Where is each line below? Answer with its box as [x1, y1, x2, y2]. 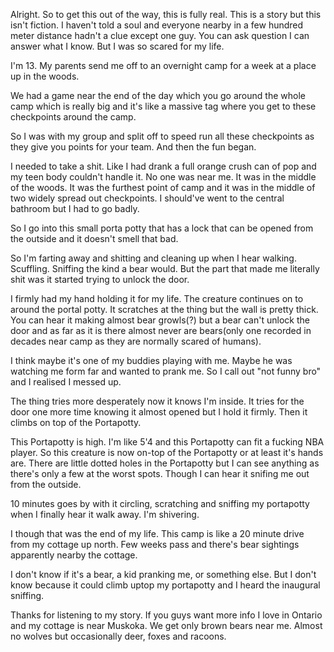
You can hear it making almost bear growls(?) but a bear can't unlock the [10, 314, 310, 326]
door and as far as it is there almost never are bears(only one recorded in [10, 325, 312, 336]
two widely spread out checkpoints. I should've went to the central [10, 192, 285, 204]
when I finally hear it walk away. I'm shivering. [10, 509, 200, 520]
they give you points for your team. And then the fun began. [10, 141, 257, 153]
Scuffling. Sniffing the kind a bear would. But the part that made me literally [10, 263, 320, 274]
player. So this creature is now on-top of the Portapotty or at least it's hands [10, 447, 324, 458]
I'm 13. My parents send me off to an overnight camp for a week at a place [10, 60, 317, 71]
